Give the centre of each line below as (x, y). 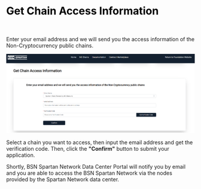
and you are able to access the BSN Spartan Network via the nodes (89, 173)
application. (21, 155)
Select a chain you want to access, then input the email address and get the (100, 142)
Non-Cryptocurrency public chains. (50, 45)
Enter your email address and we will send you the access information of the (100, 39)
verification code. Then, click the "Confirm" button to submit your (88, 148)
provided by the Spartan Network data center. (63, 179)
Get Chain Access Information (83, 11)
